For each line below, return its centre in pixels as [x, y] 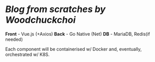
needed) [14, 39]
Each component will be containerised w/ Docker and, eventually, [73, 49]
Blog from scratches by [55, 9]
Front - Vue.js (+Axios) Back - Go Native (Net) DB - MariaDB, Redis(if [78, 34]
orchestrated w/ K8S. [27, 54]
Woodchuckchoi [41, 20]
